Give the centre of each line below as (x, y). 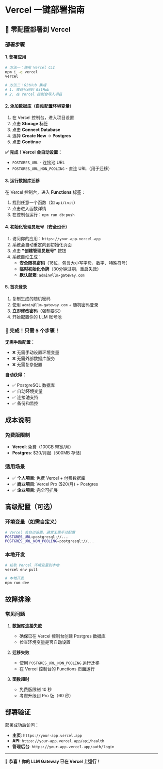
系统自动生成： (27, 257)
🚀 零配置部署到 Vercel (38, 29)
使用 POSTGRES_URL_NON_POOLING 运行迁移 (59, 663)
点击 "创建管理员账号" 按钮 (39, 251)
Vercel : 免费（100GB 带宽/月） (43, 447)
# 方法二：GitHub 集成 (26, 85)
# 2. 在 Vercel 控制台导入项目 (34, 94)
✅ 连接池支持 (25, 397)
